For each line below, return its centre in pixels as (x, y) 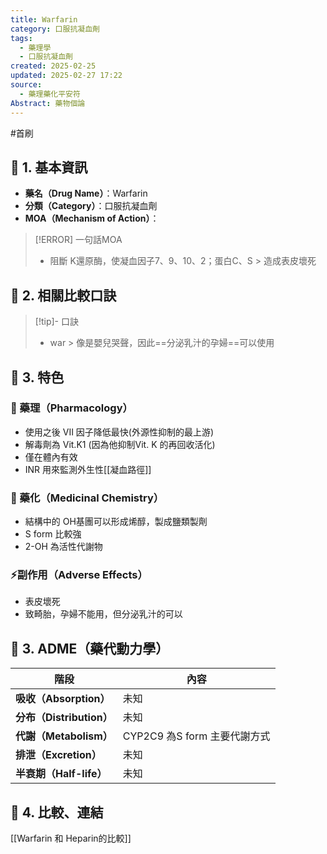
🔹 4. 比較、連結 (57, 812)
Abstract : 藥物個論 (48, 103)
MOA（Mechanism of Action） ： (92, 218)
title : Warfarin (44, 19)
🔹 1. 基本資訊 (49, 167)
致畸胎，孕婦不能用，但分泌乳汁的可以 (103, 614)
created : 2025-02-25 (53, 66)
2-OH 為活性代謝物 (63, 547)
